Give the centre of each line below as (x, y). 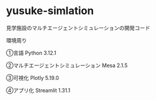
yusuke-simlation (50, 11)
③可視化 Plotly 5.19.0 (33, 78)
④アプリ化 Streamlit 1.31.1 (38, 90)
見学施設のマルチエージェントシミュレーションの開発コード (78, 28)
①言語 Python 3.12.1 (31, 53)
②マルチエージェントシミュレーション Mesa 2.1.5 (67, 65)
